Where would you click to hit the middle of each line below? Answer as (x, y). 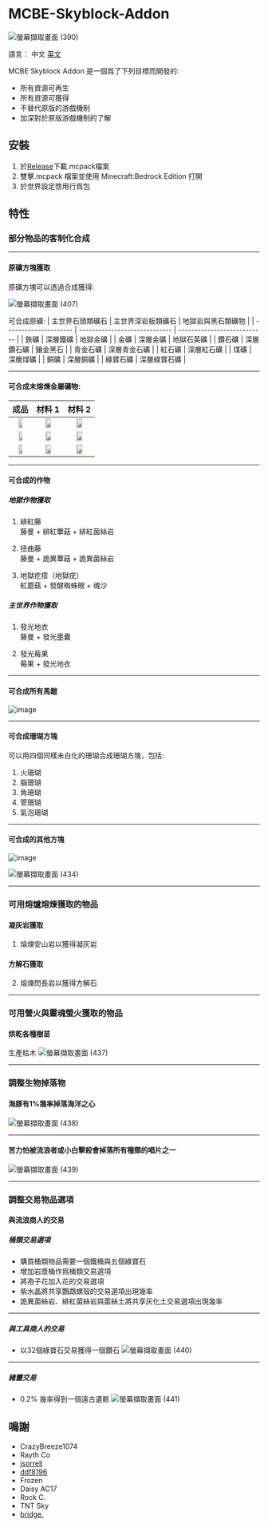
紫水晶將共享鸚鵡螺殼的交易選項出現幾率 (86, 1292)
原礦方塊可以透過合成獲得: (51, 287)
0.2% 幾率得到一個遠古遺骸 (65, 1399)
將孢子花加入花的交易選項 (62, 1281)
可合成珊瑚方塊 (33, 736)
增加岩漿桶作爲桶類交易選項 (65, 1272)
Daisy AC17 (38, 1489)
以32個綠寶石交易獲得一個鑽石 (69, 1351)
